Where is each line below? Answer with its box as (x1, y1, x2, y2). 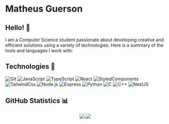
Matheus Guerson (5, 3, 83, 15)
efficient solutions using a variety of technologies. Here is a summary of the (5, 42, 164, 48)
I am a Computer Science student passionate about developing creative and (5, 37, 164, 43)
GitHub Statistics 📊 (5, 97, 69, 105)
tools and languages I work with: (5, 48, 74, 53)
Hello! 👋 (5, 23, 30, 32)
